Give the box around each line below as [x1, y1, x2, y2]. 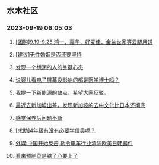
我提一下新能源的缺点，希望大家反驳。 [15, 89, 109, 96]
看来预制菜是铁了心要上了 [15, 152, 78, 159]
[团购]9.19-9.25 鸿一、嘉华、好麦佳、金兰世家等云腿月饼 [15, 38, 153, 45]
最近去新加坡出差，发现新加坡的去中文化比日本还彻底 [15, 101, 146, 108]
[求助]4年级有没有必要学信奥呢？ [15, 127, 96, 134]
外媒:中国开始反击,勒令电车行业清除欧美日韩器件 [15, 139, 133, 147]
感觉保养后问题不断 [15, 114, 63, 121]
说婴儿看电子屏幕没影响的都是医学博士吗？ [15, 76, 120, 83]
